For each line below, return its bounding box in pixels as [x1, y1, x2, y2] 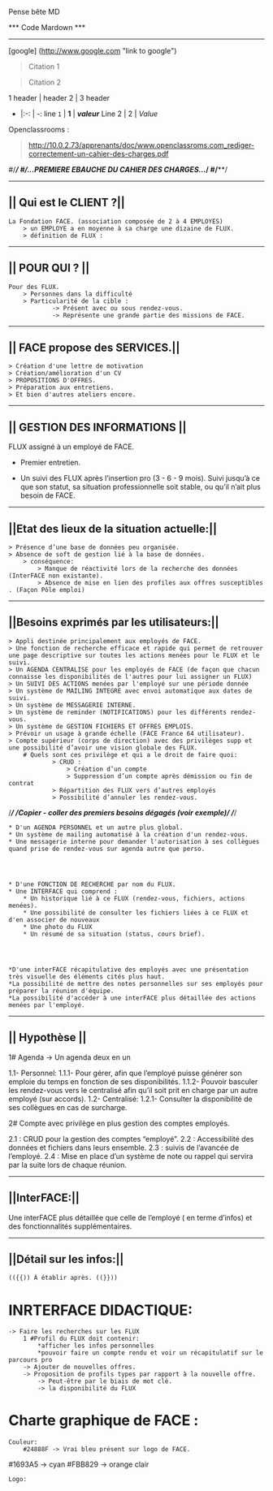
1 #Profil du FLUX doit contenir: [23, 1335, 140, 1343]
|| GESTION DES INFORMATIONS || [8, 420, 187, 434]
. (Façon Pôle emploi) [8, 586, 85, 594]
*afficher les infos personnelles [37, 1342, 154, 1351]
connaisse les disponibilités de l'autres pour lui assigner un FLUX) [8, 672, 253, 681]
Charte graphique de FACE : [8, 1411, 199, 1430]
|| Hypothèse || [8, 1031, 87, 1044]
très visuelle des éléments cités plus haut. [8, 972, 165, 981]
